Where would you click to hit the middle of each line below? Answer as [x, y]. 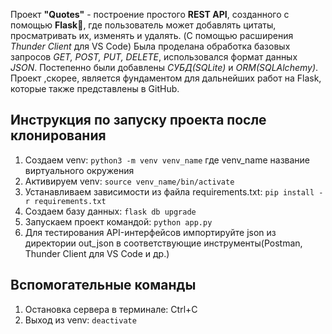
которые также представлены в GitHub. [95, 88]
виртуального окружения [79, 170]
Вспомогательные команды [103, 285]
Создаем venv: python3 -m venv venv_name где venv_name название [167, 160]
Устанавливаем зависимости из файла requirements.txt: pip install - [174, 191]
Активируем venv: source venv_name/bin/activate [129, 181]
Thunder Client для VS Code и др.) [97, 253]
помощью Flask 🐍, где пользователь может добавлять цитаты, [143, 25]
